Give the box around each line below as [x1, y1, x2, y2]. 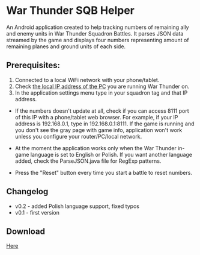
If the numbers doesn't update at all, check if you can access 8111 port [14, 107, 189, 115]
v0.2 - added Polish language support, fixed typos [14, 203, 140, 210]
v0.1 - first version [14, 209, 60, 216]
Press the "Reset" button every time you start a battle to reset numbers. [14, 169, 192, 176]
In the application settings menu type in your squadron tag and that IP [14, 89, 188, 96]
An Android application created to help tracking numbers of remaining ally [6, 24, 189, 31]
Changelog [6, 186, 49, 197]
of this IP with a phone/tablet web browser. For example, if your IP [14, 113, 178, 121]
